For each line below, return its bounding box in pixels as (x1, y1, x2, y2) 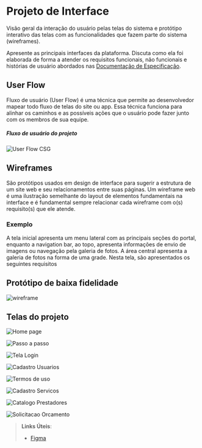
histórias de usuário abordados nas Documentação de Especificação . (6, 62, 181, 70)
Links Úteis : (21, 423, 52, 430)
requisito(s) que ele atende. (6, 205, 76, 212)
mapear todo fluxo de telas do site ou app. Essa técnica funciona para (6, 103, 182, 110)
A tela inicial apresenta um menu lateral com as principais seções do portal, (6, 234, 197, 241)
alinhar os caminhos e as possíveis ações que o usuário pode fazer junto (6, 109, 189, 117)
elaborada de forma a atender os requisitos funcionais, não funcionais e (6, 56, 187, 63)
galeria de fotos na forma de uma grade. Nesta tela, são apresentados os (6, 254, 190, 261)
